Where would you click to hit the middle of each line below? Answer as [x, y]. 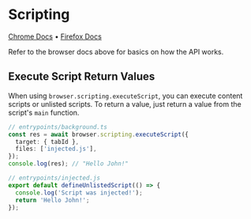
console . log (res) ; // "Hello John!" [68, 164]
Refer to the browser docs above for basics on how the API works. [116, 51]
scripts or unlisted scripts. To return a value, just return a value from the [125, 104]
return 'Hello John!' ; [52, 200]
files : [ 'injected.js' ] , [56, 149]
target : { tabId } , [47, 142]
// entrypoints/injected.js [54, 178]
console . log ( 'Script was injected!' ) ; [79, 193]
